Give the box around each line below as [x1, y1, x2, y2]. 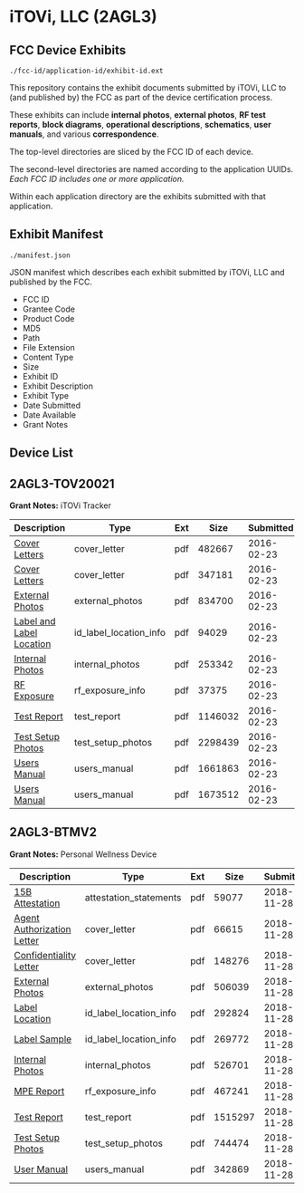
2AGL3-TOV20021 [9, 476, 115, 491]
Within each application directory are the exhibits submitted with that [9, 191, 267, 201]
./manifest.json [9, 251, 71, 260]
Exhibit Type [22, 390, 70, 400]
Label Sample [14, 1033, 72, 1045]
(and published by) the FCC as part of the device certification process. [9, 92, 273, 102]
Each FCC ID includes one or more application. [9, 174, 185, 184]
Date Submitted [22, 399, 81, 410]
